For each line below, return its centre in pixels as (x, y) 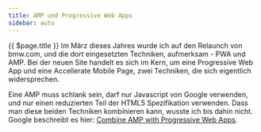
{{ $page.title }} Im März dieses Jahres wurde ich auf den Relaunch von (125, 45)
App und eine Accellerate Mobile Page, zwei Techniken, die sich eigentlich (130, 70)
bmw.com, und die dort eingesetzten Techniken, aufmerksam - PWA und (127, 54)
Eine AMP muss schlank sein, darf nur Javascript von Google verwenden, (128, 94)
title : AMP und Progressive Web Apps (71, 15)
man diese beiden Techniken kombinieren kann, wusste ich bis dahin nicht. (130, 111)
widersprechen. (34, 79)
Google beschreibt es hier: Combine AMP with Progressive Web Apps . (123, 119)
